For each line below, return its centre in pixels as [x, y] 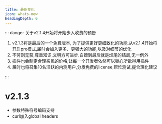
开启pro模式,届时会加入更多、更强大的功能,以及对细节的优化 [72, 49]
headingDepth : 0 [21, 18]
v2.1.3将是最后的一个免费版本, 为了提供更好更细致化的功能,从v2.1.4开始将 [85, 43]
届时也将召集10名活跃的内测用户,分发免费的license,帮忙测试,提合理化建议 [85, 67]
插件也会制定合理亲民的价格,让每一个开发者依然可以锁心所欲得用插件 [80, 61]
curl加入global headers [35, 116]
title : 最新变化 [20, 9]
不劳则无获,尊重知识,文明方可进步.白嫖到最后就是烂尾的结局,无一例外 [80, 55]
